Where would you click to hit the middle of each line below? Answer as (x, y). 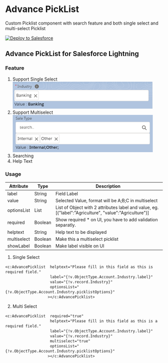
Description (108, 186)
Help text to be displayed (81, 232)
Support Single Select (35, 79)
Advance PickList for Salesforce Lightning (72, 54)
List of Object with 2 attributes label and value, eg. (107, 208)
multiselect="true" (70, 341)
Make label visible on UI (80, 246)
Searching (23, 156)
